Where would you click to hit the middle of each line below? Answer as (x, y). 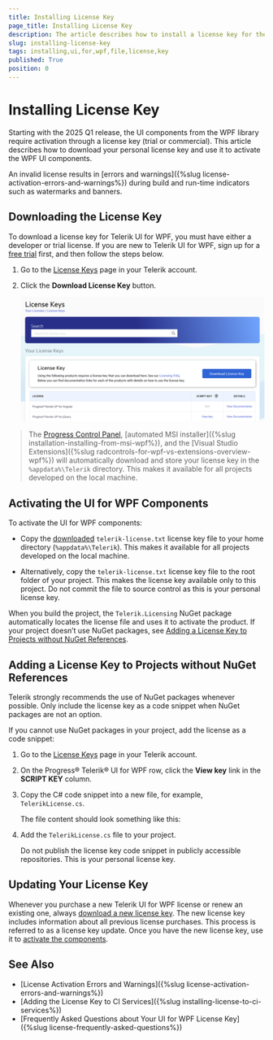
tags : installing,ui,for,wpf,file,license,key (89, 52)
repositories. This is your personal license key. (98, 859)
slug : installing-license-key (60, 43)
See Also (31, 965)
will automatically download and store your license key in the (158, 460)
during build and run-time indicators (189, 182)
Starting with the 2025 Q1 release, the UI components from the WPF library (134, 132)
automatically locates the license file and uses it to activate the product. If (132, 622)
